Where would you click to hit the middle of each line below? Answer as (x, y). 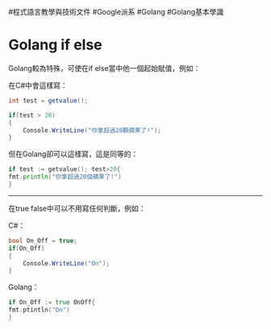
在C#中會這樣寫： (38, 85)
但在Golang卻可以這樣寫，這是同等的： (73, 154)
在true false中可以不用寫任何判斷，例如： (77, 208)
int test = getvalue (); (48, 100)
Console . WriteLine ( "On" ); (67, 263)
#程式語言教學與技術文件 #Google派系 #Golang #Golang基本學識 (116, 12)
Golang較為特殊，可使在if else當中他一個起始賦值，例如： (104, 68)
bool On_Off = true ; (43, 240)
